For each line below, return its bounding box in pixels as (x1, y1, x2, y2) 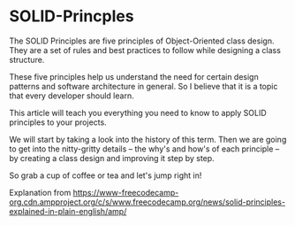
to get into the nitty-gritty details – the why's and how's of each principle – (9, 144, 280, 154)
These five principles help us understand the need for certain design (9, 71, 259, 81)
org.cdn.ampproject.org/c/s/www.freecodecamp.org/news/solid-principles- (9, 197, 285, 207)
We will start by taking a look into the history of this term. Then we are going (9, 134, 287, 144)
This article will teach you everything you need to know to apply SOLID (9, 107, 267, 118)
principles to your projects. (9, 117, 108, 128)
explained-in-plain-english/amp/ (9, 206, 127, 216)
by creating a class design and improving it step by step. (9, 152, 215, 163)
